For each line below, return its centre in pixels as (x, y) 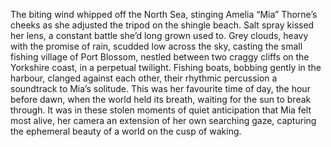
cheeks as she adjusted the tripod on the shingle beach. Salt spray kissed (162, 25)
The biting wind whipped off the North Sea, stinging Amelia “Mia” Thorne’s (164, 14)
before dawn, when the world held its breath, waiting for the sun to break (161, 99)
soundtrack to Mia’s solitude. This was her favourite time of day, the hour (160, 88)
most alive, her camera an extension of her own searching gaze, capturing (163, 120)
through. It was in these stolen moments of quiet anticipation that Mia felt (161, 110)
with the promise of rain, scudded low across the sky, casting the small (156, 46)
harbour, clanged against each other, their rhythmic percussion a (144, 78)
